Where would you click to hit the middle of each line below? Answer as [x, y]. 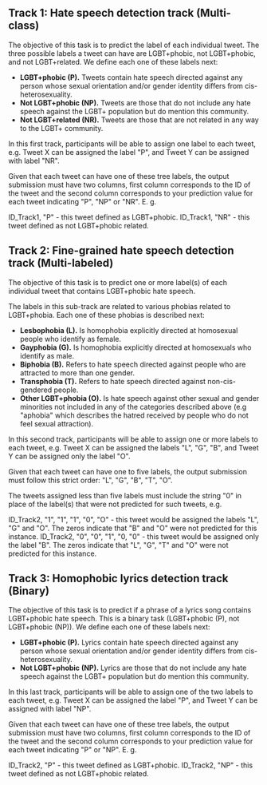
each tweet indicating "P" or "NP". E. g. [73, 750]
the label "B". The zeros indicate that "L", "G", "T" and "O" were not [118, 545]
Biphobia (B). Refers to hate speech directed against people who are [133, 364]
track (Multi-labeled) [61, 263]
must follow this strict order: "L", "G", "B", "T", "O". [90, 480]
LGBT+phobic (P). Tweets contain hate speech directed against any [131, 77]
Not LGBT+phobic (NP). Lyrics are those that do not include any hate [133, 668]
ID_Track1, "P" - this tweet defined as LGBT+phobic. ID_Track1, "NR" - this [129, 217]
